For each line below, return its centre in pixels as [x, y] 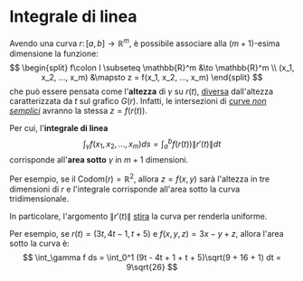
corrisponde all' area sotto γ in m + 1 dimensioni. [99, 160]
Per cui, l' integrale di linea [59, 127]
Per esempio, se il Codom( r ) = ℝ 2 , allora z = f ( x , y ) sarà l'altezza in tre [139, 178]
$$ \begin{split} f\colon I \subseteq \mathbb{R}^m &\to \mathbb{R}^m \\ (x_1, [152, 67]
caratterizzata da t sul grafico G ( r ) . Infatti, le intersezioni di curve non [138, 100]
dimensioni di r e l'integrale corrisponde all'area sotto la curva [125, 189]
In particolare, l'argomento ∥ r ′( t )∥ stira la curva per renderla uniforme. [138, 216]
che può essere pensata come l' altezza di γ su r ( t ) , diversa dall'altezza [142, 91]
